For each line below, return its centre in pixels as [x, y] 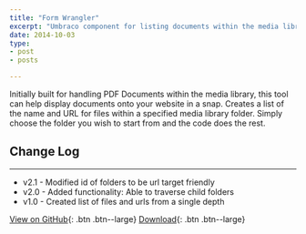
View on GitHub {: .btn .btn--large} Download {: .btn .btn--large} [127, 219]
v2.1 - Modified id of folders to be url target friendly [119, 182]
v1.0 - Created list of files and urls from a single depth [123, 201]
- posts [24, 60]
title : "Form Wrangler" [55, 18]
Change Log [45, 152]
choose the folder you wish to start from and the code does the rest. [138, 123]
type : [20, 43]
